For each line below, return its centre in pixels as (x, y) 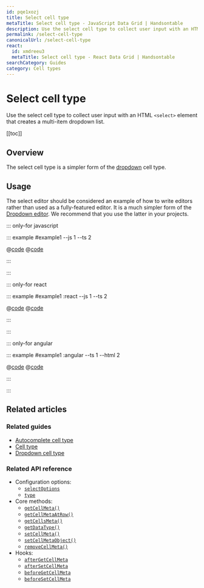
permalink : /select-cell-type (45, 35)
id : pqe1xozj (23, 12)
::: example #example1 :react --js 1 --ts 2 (57, 296)
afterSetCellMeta (46, 566)
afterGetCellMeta (46, 559)
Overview (25, 152)
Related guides (29, 427)
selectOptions (42, 489)
